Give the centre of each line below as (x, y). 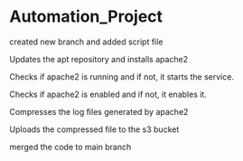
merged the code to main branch (70, 147)
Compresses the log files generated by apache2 (99, 111)
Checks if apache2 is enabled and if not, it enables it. (108, 94)
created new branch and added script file (86, 42)
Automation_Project (86, 17)
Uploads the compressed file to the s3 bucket (94, 129)
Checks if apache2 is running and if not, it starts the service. (122, 76)
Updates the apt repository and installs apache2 (99, 59)
